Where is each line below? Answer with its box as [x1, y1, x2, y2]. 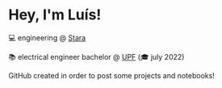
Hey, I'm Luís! [8, 6, 102, 24]
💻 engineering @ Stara [8, 32, 86, 42]
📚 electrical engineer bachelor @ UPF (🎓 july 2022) [8, 52, 185, 61]
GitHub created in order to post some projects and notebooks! [8, 70, 216, 80]
